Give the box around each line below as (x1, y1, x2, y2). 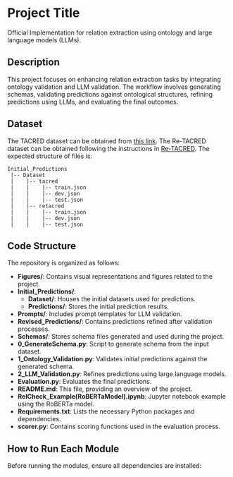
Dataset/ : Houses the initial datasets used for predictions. (27, 295, 196, 303)
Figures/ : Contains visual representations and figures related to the (17, 272, 213, 281)
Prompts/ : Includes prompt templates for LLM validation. (17, 310, 182, 318)
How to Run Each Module (7, 442, 120, 454)
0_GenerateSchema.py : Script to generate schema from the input (17, 340, 209, 349)
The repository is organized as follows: (7, 259, 120, 267)
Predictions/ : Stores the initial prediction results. (27, 302, 169, 311)
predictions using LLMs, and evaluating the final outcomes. (7, 97, 179, 106)
